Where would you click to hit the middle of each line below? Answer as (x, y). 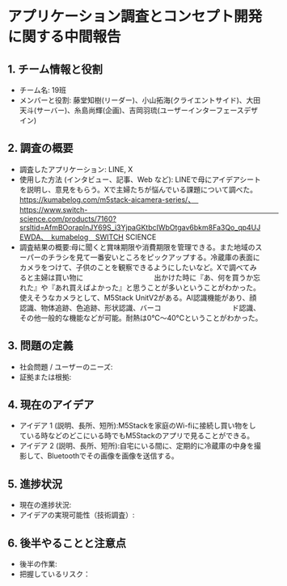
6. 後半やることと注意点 (67, 543)
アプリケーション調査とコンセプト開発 (135, 17)
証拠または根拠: (45, 377)
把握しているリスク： (55, 574)
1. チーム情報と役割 (55, 69)
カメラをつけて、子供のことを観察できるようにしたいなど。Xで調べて (135, 267)
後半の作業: (38, 564)
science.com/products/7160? (68, 218)
